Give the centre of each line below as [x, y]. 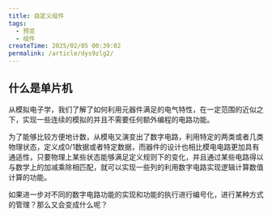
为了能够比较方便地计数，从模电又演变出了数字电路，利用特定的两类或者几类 [136, 136]
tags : [17, 23]
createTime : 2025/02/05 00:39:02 [65, 46]
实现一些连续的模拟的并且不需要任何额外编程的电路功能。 [118, 119]
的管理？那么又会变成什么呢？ [58, 204]
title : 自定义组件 [36, 16]
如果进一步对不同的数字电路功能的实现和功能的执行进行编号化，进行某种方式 [136, 194]
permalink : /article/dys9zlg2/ [61, 53]
